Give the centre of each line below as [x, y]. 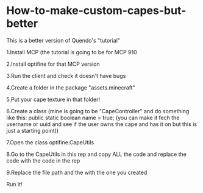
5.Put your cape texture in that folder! [53, 99]
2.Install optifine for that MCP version [53, 64]
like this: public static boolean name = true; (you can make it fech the [93, 118]
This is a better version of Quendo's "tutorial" [63, 40]
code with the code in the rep [43, 160]
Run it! [14, 184]
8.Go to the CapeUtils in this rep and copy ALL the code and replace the [97, 154]
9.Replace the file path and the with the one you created [77, 172]
